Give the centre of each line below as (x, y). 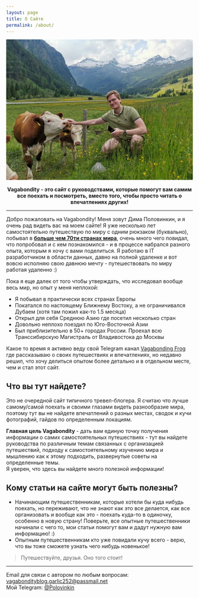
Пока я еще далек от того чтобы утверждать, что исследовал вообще (94, 281)
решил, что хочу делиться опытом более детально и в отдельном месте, (99, 361)
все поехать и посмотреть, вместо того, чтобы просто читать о (99, 196)
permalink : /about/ (30, 25)
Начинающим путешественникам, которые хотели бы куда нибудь (99, 502)
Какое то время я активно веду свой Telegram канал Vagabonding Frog (96, 348)
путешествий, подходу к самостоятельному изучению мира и (85, 450)
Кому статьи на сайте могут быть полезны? (92, 488)
